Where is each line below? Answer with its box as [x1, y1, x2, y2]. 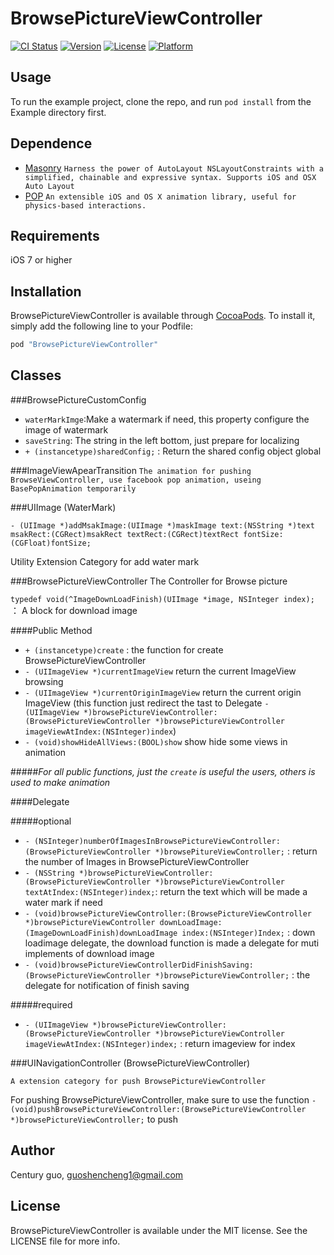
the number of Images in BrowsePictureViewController [24, 855, 250, 867]
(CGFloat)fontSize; [10, 538, 92, 548]
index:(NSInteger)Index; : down [181, 926, 316, 938]
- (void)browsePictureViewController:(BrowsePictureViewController [24, 908, 312, 919]
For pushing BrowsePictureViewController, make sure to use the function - [10, 1093, 317, 1106]
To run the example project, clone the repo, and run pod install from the [10, 95, 312, 107]
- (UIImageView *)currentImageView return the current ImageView [24, 665, 297, 677]
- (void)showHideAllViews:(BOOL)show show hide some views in [24, 735, 288, 747]
